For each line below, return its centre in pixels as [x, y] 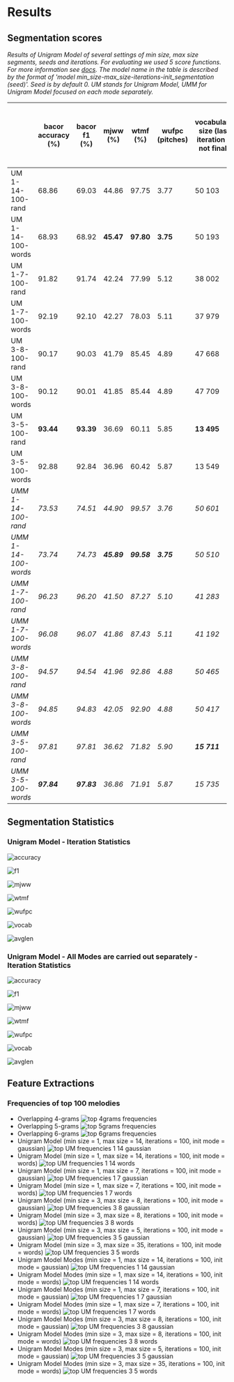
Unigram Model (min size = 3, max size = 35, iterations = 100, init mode [119, 1244]
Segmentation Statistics [61, 822]
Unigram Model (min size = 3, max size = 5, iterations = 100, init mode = [120, 1230]
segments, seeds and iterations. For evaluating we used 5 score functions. [114, 62]
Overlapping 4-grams [48, 1119]
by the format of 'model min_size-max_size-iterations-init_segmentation [111, 77]
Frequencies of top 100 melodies [64, 1103]
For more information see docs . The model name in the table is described [113, 69]
